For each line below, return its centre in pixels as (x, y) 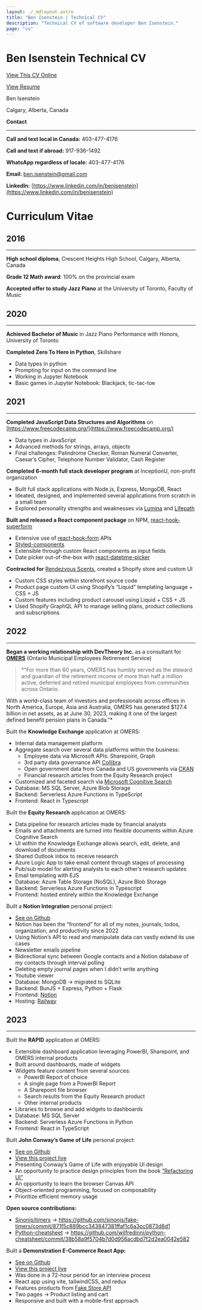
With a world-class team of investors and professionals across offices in (96, 700)
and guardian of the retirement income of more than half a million (101, 676)
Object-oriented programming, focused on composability (86, 1190)
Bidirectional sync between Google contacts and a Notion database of (102, 956)
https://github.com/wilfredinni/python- (118, 1233)
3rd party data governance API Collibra (72, 762)
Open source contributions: (41, 1208)
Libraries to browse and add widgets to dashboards (79, 1109)
